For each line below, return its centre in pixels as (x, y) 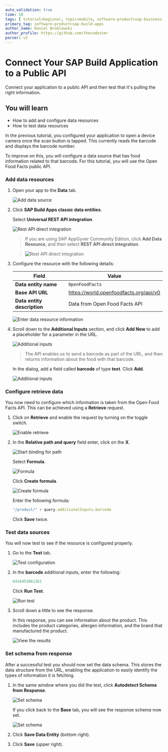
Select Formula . (29, 462)
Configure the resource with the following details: (63, 263)
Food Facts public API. (28, 166)
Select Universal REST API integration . (53, 219)
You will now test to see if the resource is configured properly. (69, 543)
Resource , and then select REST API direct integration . (82, 244)
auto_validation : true (29, 10)
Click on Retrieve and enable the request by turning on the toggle (80, 418)
